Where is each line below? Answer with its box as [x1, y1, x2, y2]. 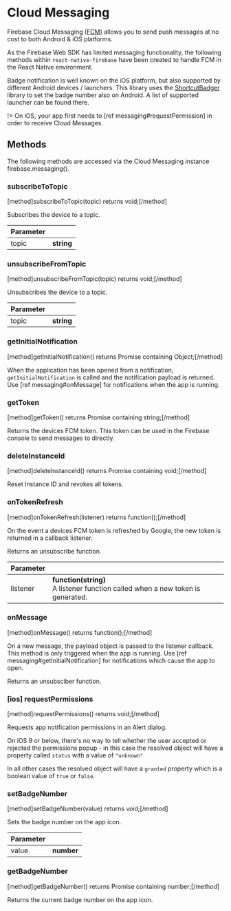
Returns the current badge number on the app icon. [7, 895, 153, 903]
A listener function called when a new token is [52, 583, 201, 593]
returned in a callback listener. [7, 534, 93, 542]
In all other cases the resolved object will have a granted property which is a [7, 764, 223, 773]
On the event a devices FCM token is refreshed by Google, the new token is [7, 526, 221, 534]
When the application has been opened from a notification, [7, 366, 174, 374]
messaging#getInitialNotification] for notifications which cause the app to [7, 656, 215, 664]
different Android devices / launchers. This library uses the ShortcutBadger [7, 83, 220, 92]
